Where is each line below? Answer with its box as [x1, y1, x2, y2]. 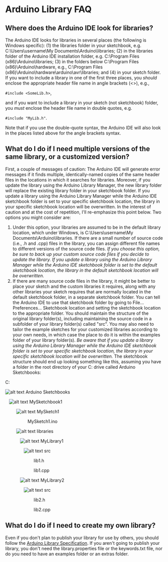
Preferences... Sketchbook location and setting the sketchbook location [12, 305, 161, 311]
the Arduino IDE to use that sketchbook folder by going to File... [12, 299, 144, 306]
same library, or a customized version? [5, 153, 130, 161]
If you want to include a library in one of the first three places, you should [5, 75, 157, 80]
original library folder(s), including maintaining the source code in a [12, 315, 152, 322]
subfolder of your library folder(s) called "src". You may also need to [12, 321, 154, 327]
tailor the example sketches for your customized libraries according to [12, 326, 158, 332]
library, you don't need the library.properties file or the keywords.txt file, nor [5, 545, 162, 551]
